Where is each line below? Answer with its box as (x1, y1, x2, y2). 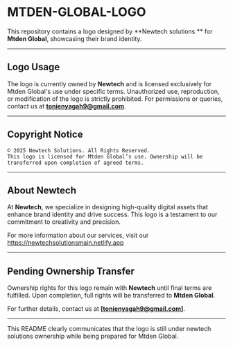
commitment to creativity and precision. (7, 218, 121, 226)
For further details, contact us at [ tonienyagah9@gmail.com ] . (7, 305, 186, 313)
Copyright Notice (7, 129, 83, 140)
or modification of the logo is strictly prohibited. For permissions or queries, (7, 95, 223, 103)
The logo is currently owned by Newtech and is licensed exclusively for (7, 79, 212, 88)
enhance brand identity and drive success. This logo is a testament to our (7, 210, 218, 219)
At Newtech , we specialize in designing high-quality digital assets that (7, 203, 208, 211)
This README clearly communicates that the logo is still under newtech (7, 325, 212, 333)
